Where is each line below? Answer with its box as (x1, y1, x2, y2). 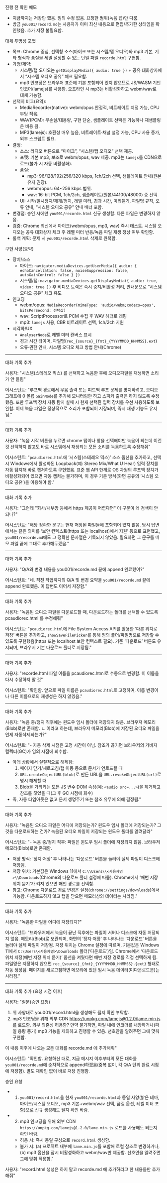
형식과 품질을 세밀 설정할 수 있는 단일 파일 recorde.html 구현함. (17, 55, 141, 61)
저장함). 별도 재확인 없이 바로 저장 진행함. (10, 1068, 90, 1074)
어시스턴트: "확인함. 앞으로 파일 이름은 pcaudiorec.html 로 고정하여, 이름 (5, 687, 145, 693)
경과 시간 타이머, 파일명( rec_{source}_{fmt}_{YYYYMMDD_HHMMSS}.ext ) (19, 338, 158, 344)
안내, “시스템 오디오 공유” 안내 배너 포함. (25, 204, 103, 210)
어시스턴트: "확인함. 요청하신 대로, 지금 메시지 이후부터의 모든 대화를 (5, 1056, 137, 1062)
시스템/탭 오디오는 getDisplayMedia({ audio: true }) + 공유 (19, 67, 141, 73)
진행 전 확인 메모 (5, 4, 37, 10)
